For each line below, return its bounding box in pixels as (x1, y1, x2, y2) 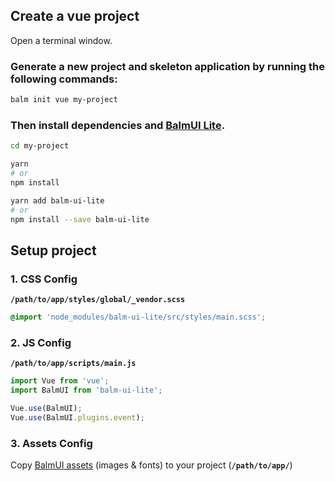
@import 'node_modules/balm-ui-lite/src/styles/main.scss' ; (10, 312, 267, 323)
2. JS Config (10, 335, 72, 349)
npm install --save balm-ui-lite (10, 214, 150, 224)
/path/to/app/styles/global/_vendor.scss (10, 295, 186, 305)
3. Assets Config (10, 436, 93, 450)
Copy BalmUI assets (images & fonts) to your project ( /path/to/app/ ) (10, 459, 293, 471)
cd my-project (10, 141, 70, 151)
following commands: (10, 72, 118, 86)
